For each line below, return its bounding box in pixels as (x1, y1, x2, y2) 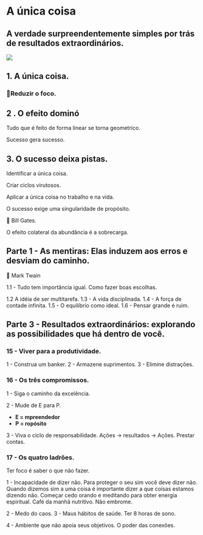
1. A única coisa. (6, 71, 69, 81)
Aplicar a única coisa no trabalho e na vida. (6, 193, 114, 200)
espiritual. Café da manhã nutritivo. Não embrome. (6, 498, 132, 505)
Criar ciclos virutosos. (6, 181, 61, 189)
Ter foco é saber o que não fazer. (6, 467, 90, 474)
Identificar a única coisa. (6, 169, 68, 177)
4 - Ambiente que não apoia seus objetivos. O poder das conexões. (6, 522, 175, 529)
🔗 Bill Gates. (6, 217, 36, 224)
